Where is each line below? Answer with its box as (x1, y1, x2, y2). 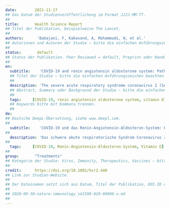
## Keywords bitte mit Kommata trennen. (10, 102, 96, 107)
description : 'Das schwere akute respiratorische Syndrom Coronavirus (10, 135, 162, 140)
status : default (5, 50, 53, 55)
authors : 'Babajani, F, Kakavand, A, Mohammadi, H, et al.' (5, 36, 146, 41)
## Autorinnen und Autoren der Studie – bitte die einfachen (5, 41, 137, 46)
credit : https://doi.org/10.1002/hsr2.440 (5, 168, 108, 173)
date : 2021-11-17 (5, 7, 58, 13)
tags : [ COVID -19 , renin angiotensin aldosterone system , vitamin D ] (10, 97, 166, 102)
